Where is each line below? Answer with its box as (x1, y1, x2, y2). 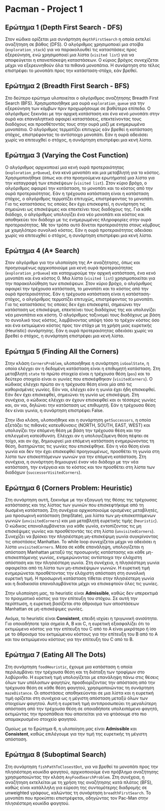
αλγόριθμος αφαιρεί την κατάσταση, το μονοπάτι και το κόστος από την (5, 185, 153, 191)
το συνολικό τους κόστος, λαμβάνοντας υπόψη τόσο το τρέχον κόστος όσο (5, 317, 160, 323)
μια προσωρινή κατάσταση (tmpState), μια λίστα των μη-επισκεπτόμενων (5, 513, 156, 519)
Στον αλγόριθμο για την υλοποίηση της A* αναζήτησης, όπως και (5, 260, 140, 266)
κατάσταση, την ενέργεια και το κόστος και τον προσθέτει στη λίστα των (5, 464, 155, 470)
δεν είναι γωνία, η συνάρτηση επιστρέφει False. (5, 408, 104, 414)
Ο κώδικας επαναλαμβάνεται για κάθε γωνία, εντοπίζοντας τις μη (5, 523, 142, 529)
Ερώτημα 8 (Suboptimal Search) (5, 750, 107, 759)
